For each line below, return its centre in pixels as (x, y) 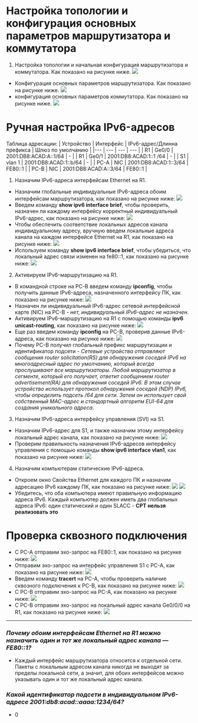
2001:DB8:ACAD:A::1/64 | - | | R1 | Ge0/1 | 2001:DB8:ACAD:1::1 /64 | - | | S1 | (98, 156)
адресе (17, 702)
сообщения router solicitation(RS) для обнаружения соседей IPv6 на (100, 357)
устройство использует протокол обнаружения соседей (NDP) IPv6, (101, 389)
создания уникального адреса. (54, 407)
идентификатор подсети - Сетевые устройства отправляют (90, 351)
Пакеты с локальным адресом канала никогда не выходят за (92, 667)
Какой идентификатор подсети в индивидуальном (83, 695)
